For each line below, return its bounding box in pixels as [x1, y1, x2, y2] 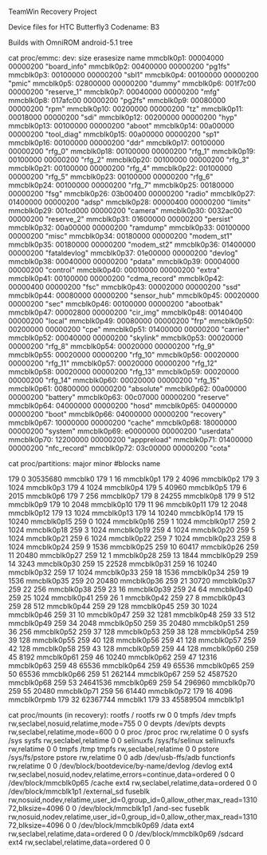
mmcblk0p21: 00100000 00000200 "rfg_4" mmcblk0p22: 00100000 [8, 164, 234, 172]
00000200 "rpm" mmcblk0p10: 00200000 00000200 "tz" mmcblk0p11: [8, 104, 244, 113]
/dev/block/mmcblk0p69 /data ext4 [78, 821, 195, 829]
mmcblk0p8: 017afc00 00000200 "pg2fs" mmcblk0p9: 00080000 [8, 96, 226, 105]
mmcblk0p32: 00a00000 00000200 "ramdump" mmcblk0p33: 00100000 [8, 223, 250, 232]
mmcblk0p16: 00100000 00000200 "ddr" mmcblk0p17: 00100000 [8, 138, 226, 147]
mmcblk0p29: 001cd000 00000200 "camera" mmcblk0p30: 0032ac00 [8, 206, 243, 215]
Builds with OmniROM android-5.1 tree [8, 38, 133, 47]
